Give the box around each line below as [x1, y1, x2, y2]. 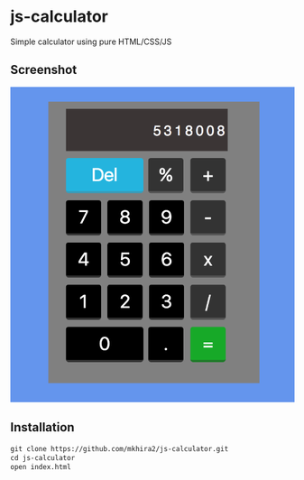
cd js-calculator [10, 454, 76, 463]
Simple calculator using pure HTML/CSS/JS [10, 36, 172, 47]
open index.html [10, 463, 71, 472]
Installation [10, 420, 75, 435]
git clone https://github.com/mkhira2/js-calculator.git [10, 445, 229, 454]
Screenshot [10, 62, 78, 78]
